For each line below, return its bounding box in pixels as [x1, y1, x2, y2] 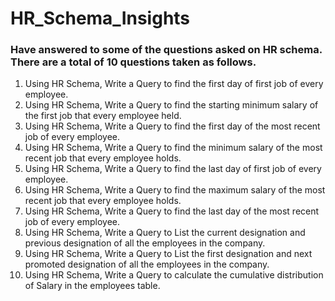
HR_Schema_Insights [10, 7, 191, 30]
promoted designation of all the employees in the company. [24, 258, 270, 271]
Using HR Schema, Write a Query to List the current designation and [24, 227, 306, 239]
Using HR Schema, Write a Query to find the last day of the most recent [24, 205, 320, 217]
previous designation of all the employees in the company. [24, 237, 266, 249]
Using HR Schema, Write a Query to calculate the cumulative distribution [24, 269, 324, 281]
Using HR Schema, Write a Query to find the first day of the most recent [24, 120, 321, 132]
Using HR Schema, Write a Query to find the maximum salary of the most [24, 184, 326, 196]
